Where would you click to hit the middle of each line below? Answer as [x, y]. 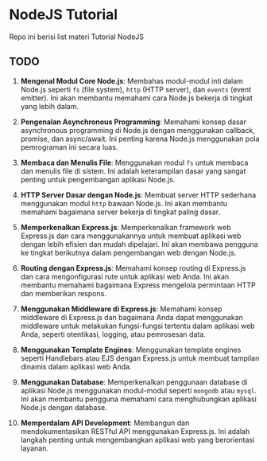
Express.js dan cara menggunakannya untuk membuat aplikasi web [131, 236]
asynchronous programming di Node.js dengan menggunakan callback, [137, 130]
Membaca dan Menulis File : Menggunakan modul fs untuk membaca [134, 162]
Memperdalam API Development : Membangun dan [105, 423]
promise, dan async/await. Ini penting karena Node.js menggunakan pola [140, 139]
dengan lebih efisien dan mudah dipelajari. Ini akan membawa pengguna [139, 244]
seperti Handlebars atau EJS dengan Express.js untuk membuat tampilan [140, 358]
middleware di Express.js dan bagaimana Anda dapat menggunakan [132, 317]
